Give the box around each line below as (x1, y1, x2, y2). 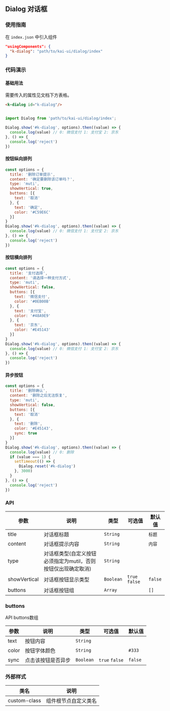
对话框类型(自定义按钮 (44, 550, 97, 557)
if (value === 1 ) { (10, 454, 51, 460)
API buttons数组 (5, 615, 39, 621)
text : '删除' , (14, 421, 42, 427)
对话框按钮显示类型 (44, 576, 90, 583)
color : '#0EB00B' (14, 299, 51, 304)
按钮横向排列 (5, 254, 32, 261)
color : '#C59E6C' (14, 210, 51, 215)
